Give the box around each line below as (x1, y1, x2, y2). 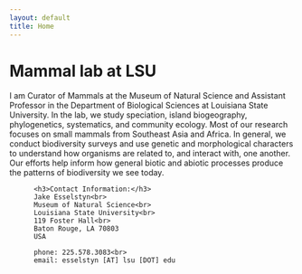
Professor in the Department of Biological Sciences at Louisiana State (9, 100, 269, 111)
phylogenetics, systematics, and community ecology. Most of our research (9, 119, 288, 130)
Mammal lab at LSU (9, 61, 156, 81)
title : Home (9, 22, 54, 31)
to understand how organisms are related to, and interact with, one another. (9, 148, 291, 159)
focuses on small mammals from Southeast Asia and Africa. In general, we (9, 128, 287, 140)
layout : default (9, 13, 71, 23)
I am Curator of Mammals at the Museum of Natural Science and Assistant (9, 90, 287, 101)
